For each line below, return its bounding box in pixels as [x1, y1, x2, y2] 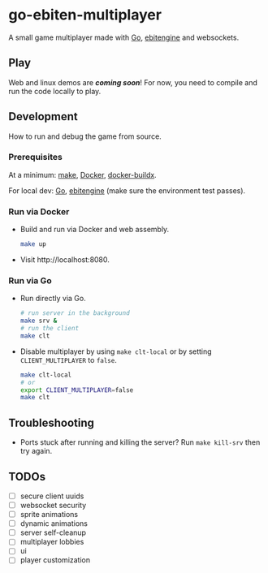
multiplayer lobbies [19, 537, 84, 547]
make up [19, 240, 46, 248]
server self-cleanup [19, 528, 87, 537]
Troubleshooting [8, 416, 95, 429]
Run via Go [8, 274, 52, 286]
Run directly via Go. [19, 294, 87, 304]
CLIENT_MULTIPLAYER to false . [19, 355, 118, 364]
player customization [19, 555, 91, 565]
